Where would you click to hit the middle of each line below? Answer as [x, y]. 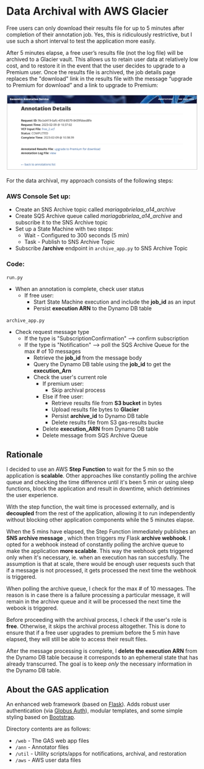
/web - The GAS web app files [52, 740]
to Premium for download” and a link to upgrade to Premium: [82, 85]
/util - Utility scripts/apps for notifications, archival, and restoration [101, 753]
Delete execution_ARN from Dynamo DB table [100, 429]
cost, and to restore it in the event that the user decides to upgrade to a [96, 66]
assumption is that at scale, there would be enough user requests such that [101, 564]
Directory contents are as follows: [49, 729]
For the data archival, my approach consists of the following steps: [90, 180]
